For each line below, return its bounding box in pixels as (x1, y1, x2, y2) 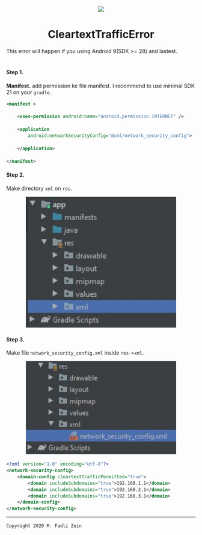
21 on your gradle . (6, 88, 52, 96)
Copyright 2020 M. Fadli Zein (6, 523, 82, 529)
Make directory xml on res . (6, 185, 72, 192)
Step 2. (6, 171, 25, 179)
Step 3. (6, 335, 25, 343)
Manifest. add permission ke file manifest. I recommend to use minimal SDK (6, 82, 195, 89)
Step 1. (6, 69, 24, 76)
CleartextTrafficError (47, 28, 155, 42)
